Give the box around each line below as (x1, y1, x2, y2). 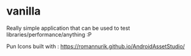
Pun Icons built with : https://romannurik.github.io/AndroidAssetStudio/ (6, 43, 185, 50)
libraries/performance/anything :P (6, 30, 92, 38)
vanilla (6, 4, 41, 18)
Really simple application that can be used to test (6, 24, 130, 32)
